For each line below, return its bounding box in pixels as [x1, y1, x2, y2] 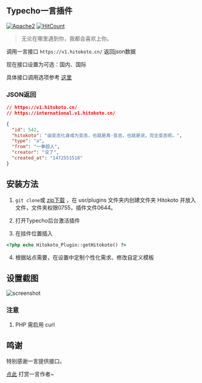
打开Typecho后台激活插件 [15, 216, 80, 224]
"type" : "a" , [12, 138, 45, 144]
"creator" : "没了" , [12, 150, 60, 156]
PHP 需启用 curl [15, 321, 55, 328]
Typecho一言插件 [6, 5, 73, 16]
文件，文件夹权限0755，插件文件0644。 [15, 204, 117, 211]
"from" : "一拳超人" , [12, 143, 60, 150]
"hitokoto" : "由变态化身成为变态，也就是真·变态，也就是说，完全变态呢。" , [12, 133, 183, 139]
